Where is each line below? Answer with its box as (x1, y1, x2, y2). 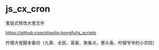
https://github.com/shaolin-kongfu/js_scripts (5, 30, 96, 35)
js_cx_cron (5, 3, 50, 15)
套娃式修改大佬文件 (5, 20, 45, 26)
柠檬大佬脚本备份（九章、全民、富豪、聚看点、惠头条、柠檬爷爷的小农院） (5, 40, 157, 46)
